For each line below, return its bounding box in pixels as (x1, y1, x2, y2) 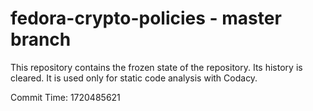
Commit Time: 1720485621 (10, 91, 121, 103)
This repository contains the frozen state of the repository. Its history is (10, 61, 303, 73)
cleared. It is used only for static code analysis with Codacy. (10, 72, 258, 84)
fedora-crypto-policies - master (10, 7, 282, 30)
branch (10, 28, 72, 51)
